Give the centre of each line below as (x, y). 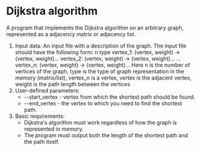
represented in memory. (54, 129)
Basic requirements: (40, 116)
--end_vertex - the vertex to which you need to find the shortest (103, 103)
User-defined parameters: (47, 90)
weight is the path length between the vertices (73, 84)
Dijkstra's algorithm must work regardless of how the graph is (100, 122)
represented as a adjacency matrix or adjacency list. (71, 34)
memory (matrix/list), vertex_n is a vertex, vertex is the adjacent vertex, (103, 78)
